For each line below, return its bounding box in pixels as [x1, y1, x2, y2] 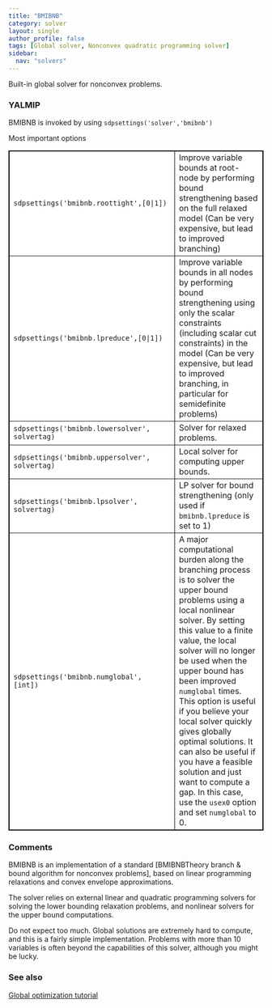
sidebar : [8, 49, 38, 57]
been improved [179, 676, 236, 687]
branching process [179, 564, 251, 575]
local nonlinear [179, 604, 236, 616]
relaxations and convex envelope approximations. [8, 877, 174, 887]
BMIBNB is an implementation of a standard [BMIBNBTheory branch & [8, 860, 241, 870]
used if [179, 500, 206, 511]
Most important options [8, 133, 87, 143]
